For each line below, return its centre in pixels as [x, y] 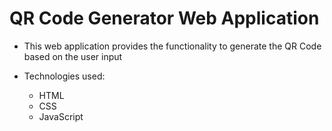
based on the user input [73, 56]
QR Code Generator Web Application [164, 18]
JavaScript [61, 116]
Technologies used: [64, 76]
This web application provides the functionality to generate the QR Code [172, 46]
